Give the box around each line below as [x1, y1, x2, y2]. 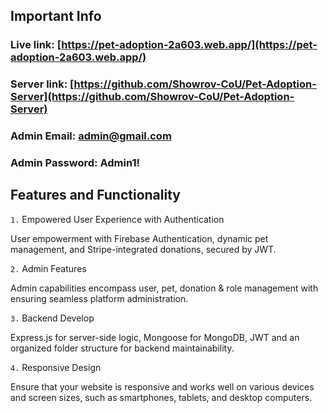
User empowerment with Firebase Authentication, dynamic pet [10, 232, 269, 244]
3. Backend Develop [10, 312, 95, 324]
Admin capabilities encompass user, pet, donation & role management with [10, 282, 319, 294]
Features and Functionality [10, 187, 181, 204]
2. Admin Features [10, 262, 87, 274]
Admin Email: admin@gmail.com [10, 129, 172, 143]
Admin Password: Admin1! [10, 156, 141, 170]
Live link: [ [10, 38, 62, 52]
